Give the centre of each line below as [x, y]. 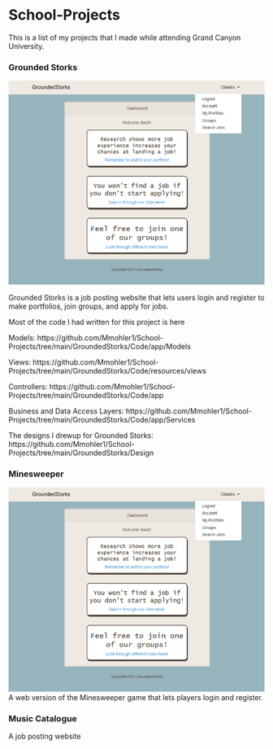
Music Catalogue [43, 718]
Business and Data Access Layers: [66, 411]
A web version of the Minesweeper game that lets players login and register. [136, 697]
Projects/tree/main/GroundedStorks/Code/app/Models [100, 347]
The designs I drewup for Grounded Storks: [81, 436]
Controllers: [28, 387]
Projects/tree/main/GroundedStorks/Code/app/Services [102, 420]
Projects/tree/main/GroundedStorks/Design [81, 453]
